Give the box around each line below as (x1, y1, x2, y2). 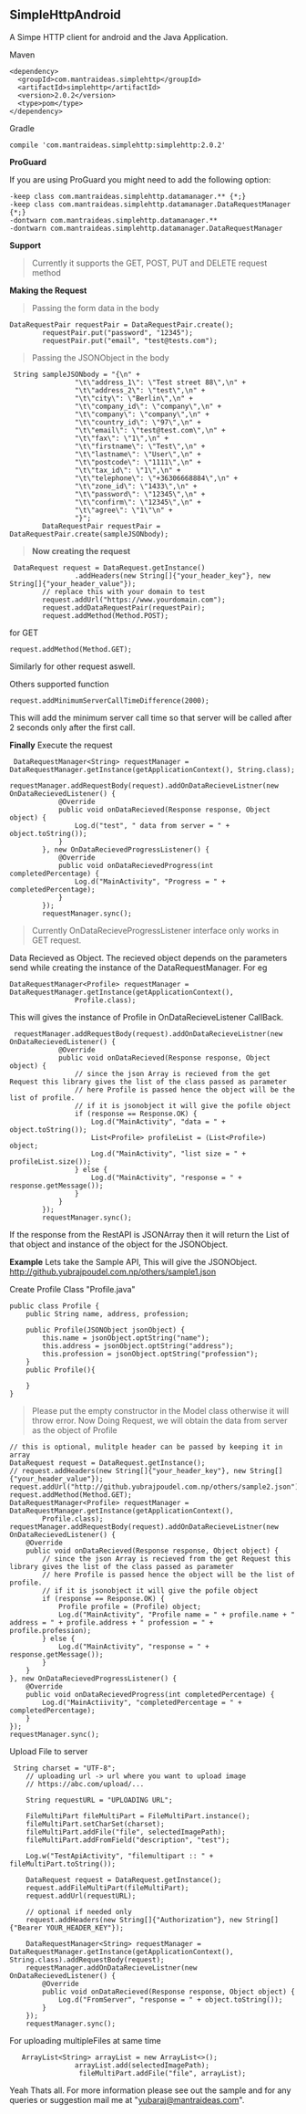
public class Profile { (9, 1301, 100, 1311)
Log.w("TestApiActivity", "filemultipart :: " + (25, 1851, 214, 1860)
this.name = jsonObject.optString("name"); (42, 1333, 209, 1343)
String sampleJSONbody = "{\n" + (13, 370, 141, 379)
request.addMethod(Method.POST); (42, 611, 169, 620)
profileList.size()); (9, 1156, 92, 1167)
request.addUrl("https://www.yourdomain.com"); (42, 595, 226, 604)
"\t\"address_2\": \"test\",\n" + (74, 385, 206, 395)
